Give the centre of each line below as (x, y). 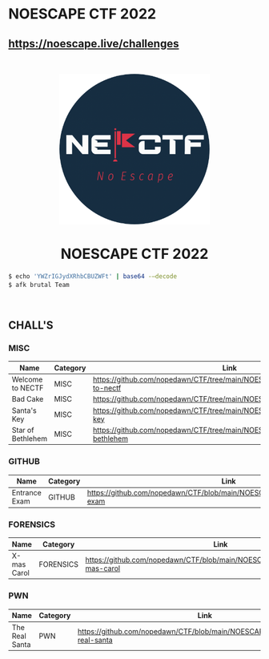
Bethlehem (30, 439)
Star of (23, 430)
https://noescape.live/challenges (94, 44)
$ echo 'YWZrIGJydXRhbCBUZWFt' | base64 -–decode (93, 276)
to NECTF (28, 388)
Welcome (27, 380)
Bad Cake (28, 399)
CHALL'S (31, 325)
